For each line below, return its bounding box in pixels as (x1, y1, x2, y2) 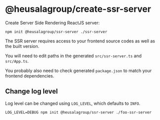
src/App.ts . (5, 58, 29, 64)
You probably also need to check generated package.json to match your (5, 68, 152, 74)
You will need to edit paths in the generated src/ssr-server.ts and (5, 53, 142, 59)
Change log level (5, 87, 58, 96)
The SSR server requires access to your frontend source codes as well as (5, 38, 155, 44)
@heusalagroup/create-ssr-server (5, 3, 151, 15)
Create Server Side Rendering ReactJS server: (5, 20, 100, 26)
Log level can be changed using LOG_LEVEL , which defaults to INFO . (5, 100, 141, 106)
